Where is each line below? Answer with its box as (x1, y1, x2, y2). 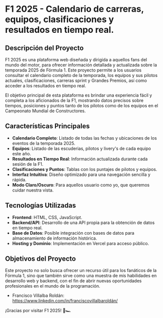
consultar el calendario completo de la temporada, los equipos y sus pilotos (5, 73, 158, 78)
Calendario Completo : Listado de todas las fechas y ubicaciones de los (12, 135, 157, 141)
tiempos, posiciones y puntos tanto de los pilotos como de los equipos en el (5, 103, 158, 108)
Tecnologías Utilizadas (5, 201, 76, 210)
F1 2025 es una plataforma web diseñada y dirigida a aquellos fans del (5, 57, 147, 62)
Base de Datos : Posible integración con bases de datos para (12, 230, 135, 236)
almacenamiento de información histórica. (12, 235, 97, 241)
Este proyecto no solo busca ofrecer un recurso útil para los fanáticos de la (5, 268, 157, 273)
